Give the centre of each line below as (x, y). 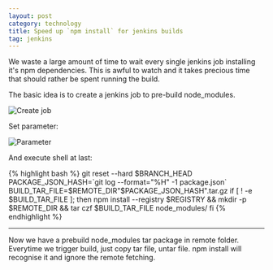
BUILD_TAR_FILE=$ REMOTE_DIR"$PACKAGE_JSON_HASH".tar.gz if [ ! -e (130, 191)
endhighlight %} (35, 217)
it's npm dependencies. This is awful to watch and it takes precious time (129, 71)
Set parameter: (33, 126)
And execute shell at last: (50, 158)
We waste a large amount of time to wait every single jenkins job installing (132, 62)
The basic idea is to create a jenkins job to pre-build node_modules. (122, 95)
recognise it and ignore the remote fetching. (82, 258)
